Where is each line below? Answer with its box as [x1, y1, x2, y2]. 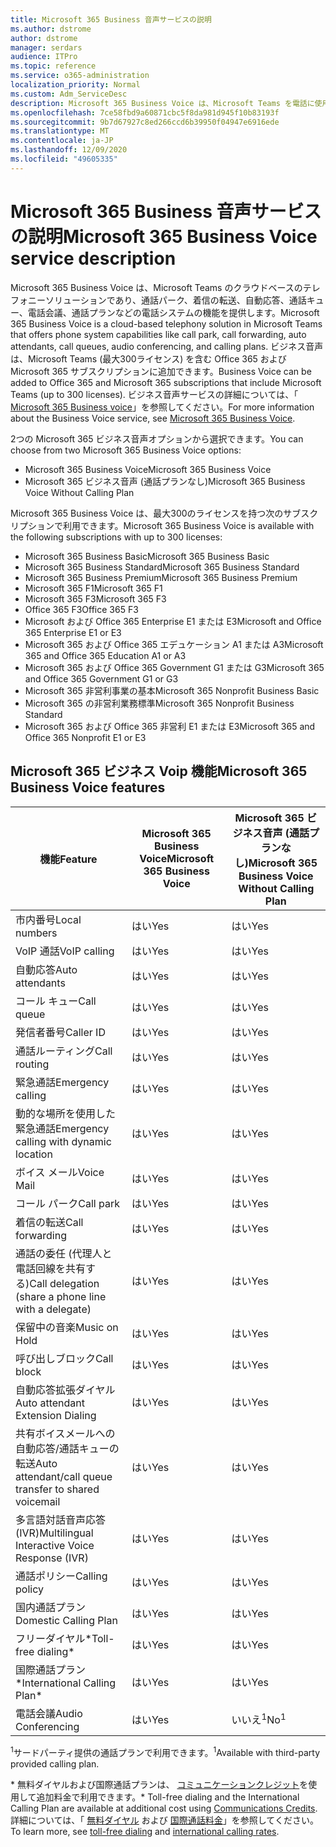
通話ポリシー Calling [15, 1569, 108, 1583]
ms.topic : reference [10, 61, 97, 71]
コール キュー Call [15, 994, 97, 1008]
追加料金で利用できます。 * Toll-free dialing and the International [36, 1791, 300, 1803]
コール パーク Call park [15, 1196, 121, 1210]
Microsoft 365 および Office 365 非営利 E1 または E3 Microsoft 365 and [24, 720, 316, 732]
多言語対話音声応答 [15, 1512, 107, 1526]
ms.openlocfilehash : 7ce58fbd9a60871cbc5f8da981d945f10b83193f [10, 107, 280, 118]
